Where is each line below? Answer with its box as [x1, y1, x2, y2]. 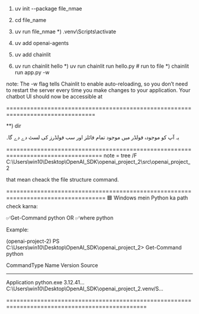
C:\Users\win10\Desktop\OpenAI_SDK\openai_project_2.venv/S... [6, 285, 164, 292]
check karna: [6, 203, 38, 210]
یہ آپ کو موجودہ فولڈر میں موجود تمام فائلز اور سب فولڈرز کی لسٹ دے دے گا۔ [6, 134, 179, 141]
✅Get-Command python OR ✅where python [6, 214, 114, 221]
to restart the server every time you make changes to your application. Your [6, 87, 191, 94]
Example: [6, 226, 29, 233]
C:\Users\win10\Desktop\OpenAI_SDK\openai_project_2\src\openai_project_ [6, 158, 191, 165]
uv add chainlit [14, 51, 51, 58]
